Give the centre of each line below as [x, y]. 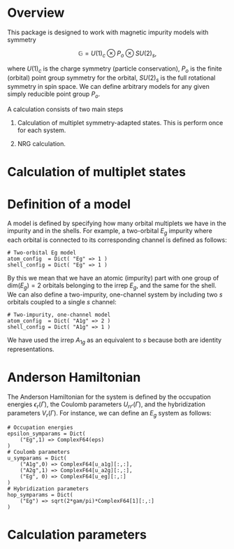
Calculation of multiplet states [97, 172]
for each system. [42, 130]
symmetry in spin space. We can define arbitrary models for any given [108, 87]
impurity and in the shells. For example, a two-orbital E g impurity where [110, 232]
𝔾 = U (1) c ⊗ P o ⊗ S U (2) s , [117, 54]
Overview [36, 13]
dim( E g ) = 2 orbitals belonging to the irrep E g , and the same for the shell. [112, 286]
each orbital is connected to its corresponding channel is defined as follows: [117, 240]
